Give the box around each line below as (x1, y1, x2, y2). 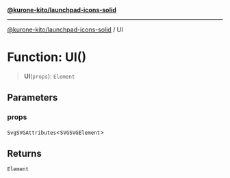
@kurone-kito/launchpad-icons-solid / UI (7, 25, 123, 34)
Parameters (7, 92, 58, 103)
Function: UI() (7, 49, 87, 65)
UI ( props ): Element (23, 72, 75, 80)
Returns (7, 148, 42, 160)
